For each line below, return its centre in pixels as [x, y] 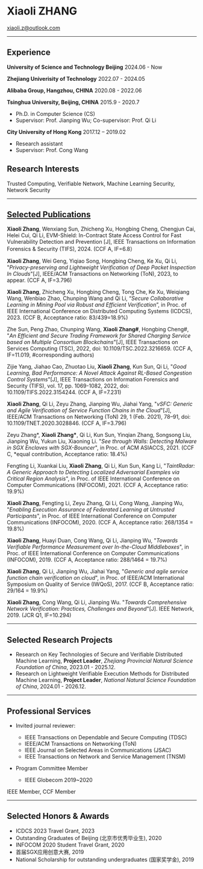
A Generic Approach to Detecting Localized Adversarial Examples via [93, 473]
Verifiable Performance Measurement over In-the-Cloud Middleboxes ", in [98, 547]
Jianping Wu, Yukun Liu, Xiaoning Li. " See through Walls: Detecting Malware [102, 441]
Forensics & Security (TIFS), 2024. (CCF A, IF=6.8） [71, 249]
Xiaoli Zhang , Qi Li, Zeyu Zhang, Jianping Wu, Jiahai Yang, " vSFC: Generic [100, 404]
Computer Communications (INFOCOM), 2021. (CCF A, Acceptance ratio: [98, 485]
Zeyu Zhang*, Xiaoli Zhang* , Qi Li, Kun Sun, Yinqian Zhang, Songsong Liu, [99, 435]
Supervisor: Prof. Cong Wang [52, 150]
